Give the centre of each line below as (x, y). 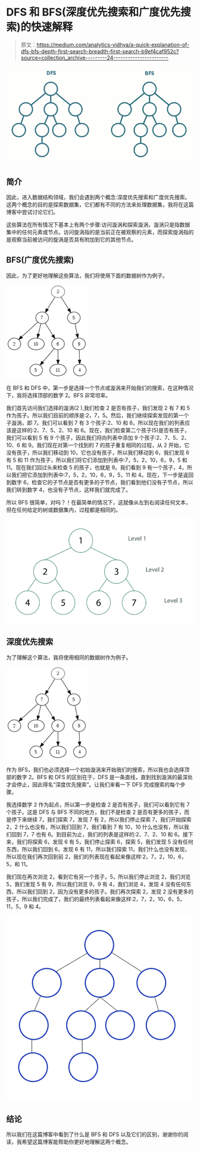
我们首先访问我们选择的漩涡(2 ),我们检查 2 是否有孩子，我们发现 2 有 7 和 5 (98, 407)
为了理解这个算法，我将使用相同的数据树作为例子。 (69, 657)
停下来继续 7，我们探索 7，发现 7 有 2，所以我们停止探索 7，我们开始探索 (101, 819)
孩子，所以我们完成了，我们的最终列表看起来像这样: (70, 899)
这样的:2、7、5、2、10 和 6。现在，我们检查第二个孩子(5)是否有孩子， (103, 430)
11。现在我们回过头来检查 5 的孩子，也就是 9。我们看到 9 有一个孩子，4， (97, 467)
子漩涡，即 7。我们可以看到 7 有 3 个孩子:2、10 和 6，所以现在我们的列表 (96, 422)
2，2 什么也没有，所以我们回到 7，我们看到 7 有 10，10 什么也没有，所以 (95, 827)
